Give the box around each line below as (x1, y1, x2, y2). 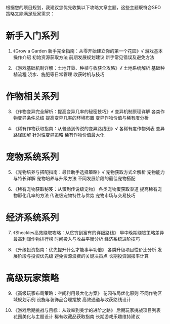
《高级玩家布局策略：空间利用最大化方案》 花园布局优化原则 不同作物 (13, 290, 158, 296)
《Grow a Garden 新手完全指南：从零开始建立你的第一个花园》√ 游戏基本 (13, 47, 163, 54)
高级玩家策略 (6, 272, 60, 284)
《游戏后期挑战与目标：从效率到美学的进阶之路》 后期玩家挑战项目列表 (13, 307, 161, 313)
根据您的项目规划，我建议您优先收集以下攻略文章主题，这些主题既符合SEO (6, 5, 161, 10)
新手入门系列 (6, 30, 60, 42)
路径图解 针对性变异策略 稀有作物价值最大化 (13, 132, 105, 138)
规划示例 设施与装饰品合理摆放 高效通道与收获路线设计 (17, 296, 131, 302)
